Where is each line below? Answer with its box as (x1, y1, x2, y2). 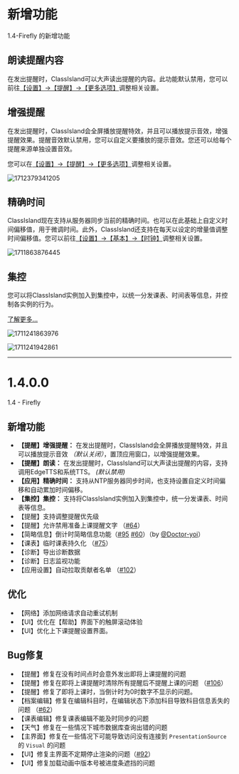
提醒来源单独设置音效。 (7, 144, 76, 153)
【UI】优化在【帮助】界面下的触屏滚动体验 (17, 617, 143, 626)
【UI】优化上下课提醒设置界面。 (17, 626, 112, 634)
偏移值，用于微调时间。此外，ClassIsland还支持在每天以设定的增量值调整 (13, 225, 228, 234)
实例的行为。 (19, 300, 58, 308)
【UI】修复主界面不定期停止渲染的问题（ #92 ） (17, 749, 155, 758)
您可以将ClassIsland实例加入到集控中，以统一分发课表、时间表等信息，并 (7, 291, 222, 300)
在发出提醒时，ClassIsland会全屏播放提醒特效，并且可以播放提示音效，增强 (7, 126, 228, 135)
